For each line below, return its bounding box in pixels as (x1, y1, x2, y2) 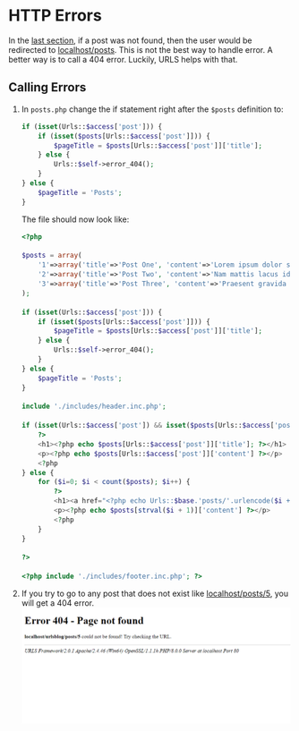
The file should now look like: (21, 214, 130, 225)
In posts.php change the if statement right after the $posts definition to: (21, 104, 284, 115)
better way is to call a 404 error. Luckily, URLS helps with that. (8, 54, 238, 64)
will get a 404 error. (21, 598, 95, 608)
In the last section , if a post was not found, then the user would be (8, 35, 252, 46)
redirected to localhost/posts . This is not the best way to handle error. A (8, 44, 274, 55)
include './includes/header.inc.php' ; (21, 402, 167, 412)
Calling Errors (8, 80, 87, 95)
